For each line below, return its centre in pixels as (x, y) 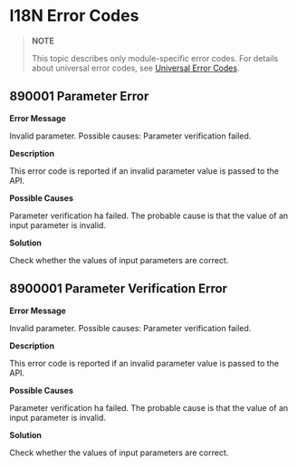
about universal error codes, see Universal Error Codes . (135, 68)
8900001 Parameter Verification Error (119, 289)
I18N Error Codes (74, 16)
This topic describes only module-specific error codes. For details (155, 58)
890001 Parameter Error (79, 96)
